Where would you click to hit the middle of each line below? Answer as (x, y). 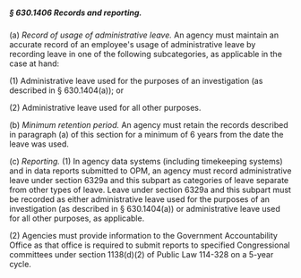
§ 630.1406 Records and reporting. (76, 13)
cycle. (20, 264)
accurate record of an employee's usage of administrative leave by (133, 44)
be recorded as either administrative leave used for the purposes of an (140, 199)
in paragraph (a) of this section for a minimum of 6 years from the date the (146, 134)
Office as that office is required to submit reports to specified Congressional (150, 245)
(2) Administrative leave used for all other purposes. (105, 107)
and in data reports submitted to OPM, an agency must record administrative (150, 171)
